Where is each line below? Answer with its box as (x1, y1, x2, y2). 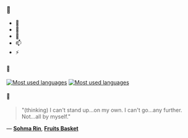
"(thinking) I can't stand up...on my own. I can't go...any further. (21, 106, 182, 113)
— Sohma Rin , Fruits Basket (6, 125, 79, 132)
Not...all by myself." (21, 113, 71, 120)
